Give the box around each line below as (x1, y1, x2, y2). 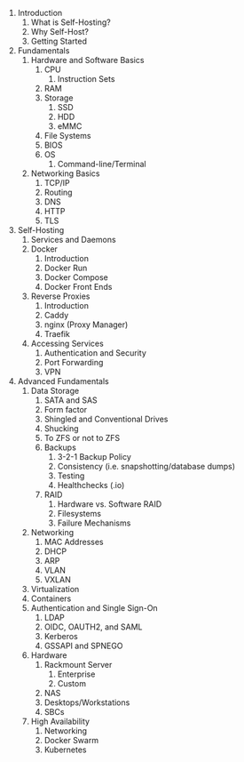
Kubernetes (43, 744, 87, 755)
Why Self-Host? (30, 27, 89, 36)
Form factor (43, 405, 88, 414)
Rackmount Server (43, 660, 113, 670)
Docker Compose (43, 272, 109, 283)
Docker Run (43, 262, 88, 273)
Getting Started (30, 36, 87, 46)
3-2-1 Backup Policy (57, 452, 131, 461)
